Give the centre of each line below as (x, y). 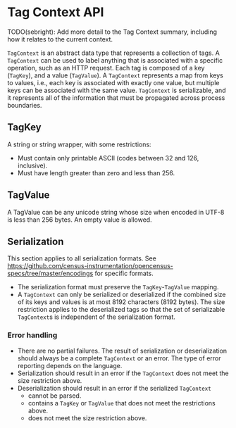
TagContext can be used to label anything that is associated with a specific (115, 60)
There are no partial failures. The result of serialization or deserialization (122, 351)
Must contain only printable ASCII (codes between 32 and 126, (108, 158)
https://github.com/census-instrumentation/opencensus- (91, 266)
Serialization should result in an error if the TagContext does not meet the (123, 373)
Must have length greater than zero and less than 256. (96, 172)
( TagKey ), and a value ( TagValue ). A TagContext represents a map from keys (115, 75)
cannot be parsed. (55, 396)
